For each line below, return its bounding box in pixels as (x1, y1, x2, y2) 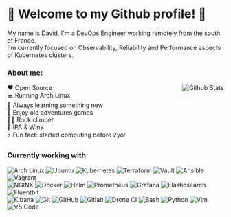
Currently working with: (7, 150, 89, 160)
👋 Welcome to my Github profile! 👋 (7, 6, 207, 22)
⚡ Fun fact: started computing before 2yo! (7, 130, 126, 139)
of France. (7, 36, 36, 44)
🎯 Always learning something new (7, 101, 103, 109)
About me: (7, 68, 43, 78)
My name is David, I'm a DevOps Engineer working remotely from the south (7, 29, 221, 37)
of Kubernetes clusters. (7, 51, 74, 59)
